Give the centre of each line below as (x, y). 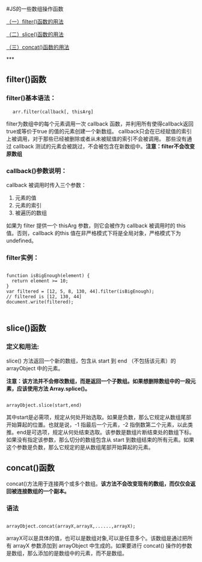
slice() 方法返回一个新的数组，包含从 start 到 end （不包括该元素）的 (91, 361)
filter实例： (23, 257)
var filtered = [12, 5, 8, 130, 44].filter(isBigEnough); (80, 292)
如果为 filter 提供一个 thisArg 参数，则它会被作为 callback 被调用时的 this (96, 225)
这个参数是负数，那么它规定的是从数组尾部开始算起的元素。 (80, 447)
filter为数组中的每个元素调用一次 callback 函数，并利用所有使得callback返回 (100, 124)
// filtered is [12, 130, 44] (44, 297)
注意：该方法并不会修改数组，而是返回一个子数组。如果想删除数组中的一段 (98, 381)
